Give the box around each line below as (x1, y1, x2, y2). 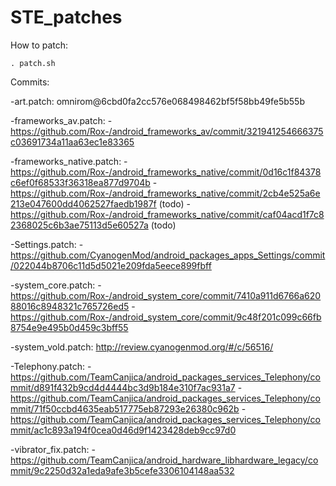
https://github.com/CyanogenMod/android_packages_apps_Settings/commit (10, 249, 326, 261)
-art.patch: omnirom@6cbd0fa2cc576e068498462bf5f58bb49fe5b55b (10, 95, 305, 107)
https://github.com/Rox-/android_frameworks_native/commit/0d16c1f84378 (10, 166, 322, 178)
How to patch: (10, 39, 69, 51)
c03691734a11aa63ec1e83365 (10, 136, 135, 148)
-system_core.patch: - (10, 279, 102, 291)
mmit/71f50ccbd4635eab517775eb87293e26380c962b (10, 402, 240, 415)
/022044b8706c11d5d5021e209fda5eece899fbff (10, 259, 212, 271)
